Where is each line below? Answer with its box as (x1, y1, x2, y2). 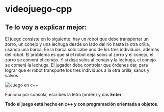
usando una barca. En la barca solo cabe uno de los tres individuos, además (5, 47, 160, 52)
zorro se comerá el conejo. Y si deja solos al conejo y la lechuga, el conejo (5, 57, 156, 62)
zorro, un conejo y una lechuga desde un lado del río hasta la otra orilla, (5, 41, 151, 47)
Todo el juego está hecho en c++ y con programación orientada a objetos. (5, 101, 159, 107)
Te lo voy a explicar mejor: (5, 23, 87, 31)
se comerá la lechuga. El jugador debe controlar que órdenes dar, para (5, 62, 148, 68)
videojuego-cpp (5, 3, 72, 15)
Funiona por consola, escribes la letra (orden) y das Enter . (5, 92, 123, 97)
